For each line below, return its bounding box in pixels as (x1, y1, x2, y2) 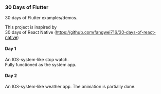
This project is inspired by (5, 24, 57, 30)
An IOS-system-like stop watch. (5, 56, 69, 62)
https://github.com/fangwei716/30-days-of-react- (55, 30, 156, 35)
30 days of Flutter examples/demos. (5, 15, 78, 21)
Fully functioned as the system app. (5, 62, 77, 67)
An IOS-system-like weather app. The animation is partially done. (5, 83, 136, 89)
